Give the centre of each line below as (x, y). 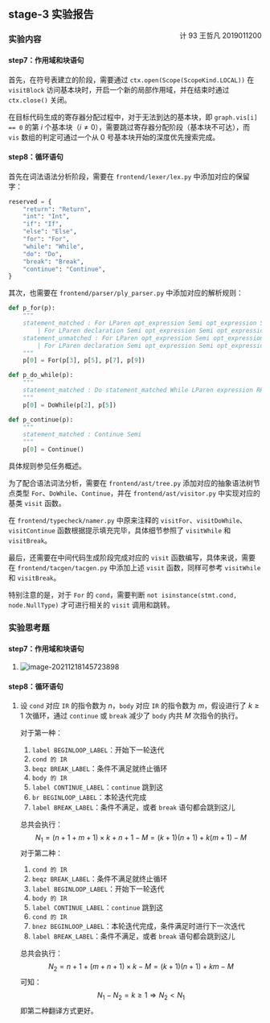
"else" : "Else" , (50, 232)
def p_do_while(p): (41, 375)
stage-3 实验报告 (51, 14)
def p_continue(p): (41, 420)
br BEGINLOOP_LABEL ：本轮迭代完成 (89, 797)
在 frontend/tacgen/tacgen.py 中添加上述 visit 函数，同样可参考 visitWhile (135, 568)
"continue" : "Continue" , (64, 269)
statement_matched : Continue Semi (82, 435)
